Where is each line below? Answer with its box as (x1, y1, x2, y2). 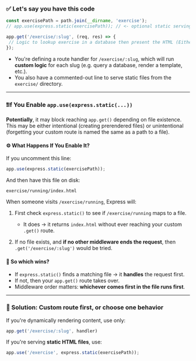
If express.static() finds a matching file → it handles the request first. (14, 271, 185, 278)
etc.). (14, 68, 27, 75)
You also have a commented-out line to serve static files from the (14, 74, 172, 81)
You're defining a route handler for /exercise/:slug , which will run (14, 55, 174, 63)
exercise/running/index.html (6, 188, 77, 194)
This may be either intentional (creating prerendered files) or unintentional (6, 122, 184, 129)
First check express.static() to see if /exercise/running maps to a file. (14, 210, 187, 217)
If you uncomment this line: (6, 155, 72, 162)
